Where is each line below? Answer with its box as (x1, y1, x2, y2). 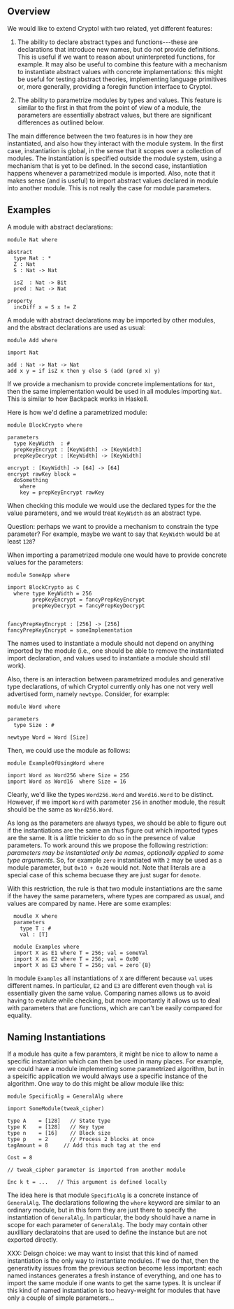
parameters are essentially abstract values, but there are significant (17, 111, 212, 119)
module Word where (7, 703, 61, 710)
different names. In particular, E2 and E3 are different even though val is (7, 981, 213, 989)
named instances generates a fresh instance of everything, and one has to (7, 1271, 221, 1280)
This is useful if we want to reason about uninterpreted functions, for (17, 52, 216, 61)
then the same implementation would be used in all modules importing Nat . (7, 387, 222, 395)
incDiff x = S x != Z (13, 304, 77, 311)
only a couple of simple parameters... (7, 1294, 115, 1302)
